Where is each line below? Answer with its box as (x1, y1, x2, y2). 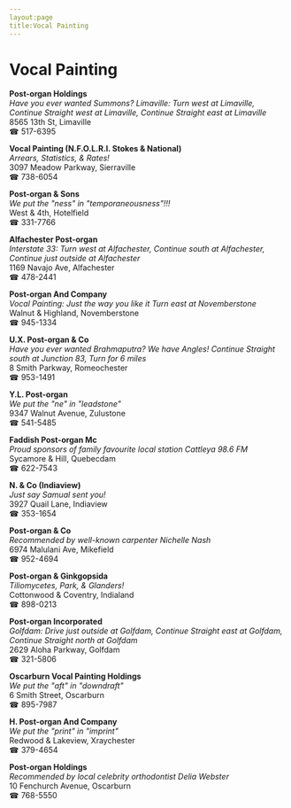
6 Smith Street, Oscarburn (9, 690, 104, 701)
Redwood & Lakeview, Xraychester (9, 735, 135, 746)
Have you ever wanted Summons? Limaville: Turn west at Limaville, (9, 98, 255, 109)
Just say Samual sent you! (9, 489, 106, 501)
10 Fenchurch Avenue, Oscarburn (9, 781, 131, 791)
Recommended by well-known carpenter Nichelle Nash (9, 535, 211, 546)
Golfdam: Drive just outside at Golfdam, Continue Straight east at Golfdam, (9, 625, 283, 636)
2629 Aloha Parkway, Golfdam (9, 644, 120, 656)
